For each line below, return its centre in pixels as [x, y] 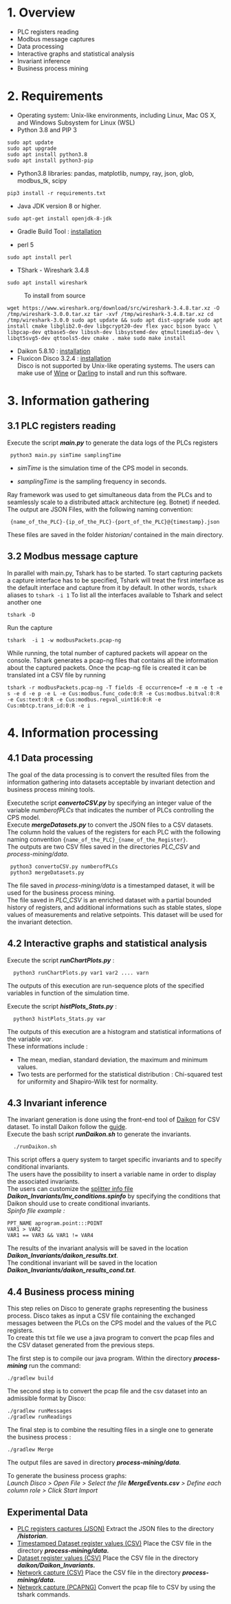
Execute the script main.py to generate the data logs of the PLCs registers [113, 443]
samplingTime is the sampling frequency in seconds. [92, 481]
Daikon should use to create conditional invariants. [79, 1203]
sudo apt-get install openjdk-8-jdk [59, 218]
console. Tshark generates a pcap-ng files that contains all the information [113, 660]
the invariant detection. [40, 922]
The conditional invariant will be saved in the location [82, 1263]
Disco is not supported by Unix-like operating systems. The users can [116, 366]
